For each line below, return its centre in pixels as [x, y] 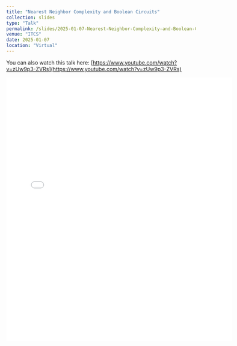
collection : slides [31, 17]
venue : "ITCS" [24, 34]
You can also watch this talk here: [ [50, 62]
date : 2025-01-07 [28, 40]
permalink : [20, 29]
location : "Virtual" [32, 46]
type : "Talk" [23, 23]
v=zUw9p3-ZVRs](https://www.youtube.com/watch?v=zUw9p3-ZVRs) [94, 69]
